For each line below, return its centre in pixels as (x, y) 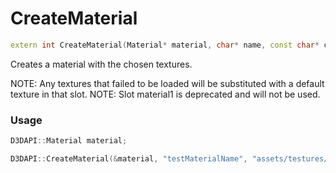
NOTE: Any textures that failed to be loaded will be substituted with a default (167, 83)
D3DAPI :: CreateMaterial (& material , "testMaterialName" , (129, 158)
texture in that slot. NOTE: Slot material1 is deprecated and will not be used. (165, 94)
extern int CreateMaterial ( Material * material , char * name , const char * (165, 45)
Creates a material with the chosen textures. (101, 64)
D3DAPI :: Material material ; (69, 141)
